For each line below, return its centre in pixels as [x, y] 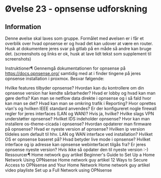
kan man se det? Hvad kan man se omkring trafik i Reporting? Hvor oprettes [80, 103]
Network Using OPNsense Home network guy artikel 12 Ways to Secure [76, 160]
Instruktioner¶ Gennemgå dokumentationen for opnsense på [65, 68]
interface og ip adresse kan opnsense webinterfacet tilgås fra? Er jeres [75, 144]
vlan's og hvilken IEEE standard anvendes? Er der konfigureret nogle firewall [81, 108]
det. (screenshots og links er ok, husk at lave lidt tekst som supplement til [78, 54]
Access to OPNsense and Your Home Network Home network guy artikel [78, 165]
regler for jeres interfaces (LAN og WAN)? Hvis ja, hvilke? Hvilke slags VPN [80, 114]
